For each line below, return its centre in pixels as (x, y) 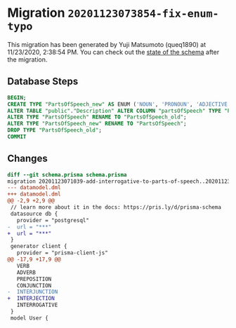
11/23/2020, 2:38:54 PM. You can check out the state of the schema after (113, 52)
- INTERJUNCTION (33, 292)
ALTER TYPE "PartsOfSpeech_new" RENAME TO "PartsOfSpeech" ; (97, 124)
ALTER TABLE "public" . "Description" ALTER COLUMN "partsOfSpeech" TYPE (114, 111)
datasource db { (34, 214)
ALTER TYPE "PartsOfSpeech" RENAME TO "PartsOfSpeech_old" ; (97, 117)
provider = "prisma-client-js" (63, 253)
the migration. (27, 59)
